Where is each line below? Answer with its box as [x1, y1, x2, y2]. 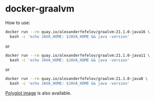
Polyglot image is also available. [5, 90, 72, 96]
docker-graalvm [5, 3, 75, 15]
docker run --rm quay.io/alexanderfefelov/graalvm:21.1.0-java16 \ [5, 29, 150, 34]
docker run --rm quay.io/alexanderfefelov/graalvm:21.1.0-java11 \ [5, 53, 150, 58]
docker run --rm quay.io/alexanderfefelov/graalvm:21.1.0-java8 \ [5, 76, 148, 81]
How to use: [5, 20, 30, 26]
